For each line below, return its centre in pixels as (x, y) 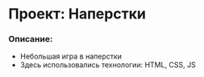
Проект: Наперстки (77, 14)
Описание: (31, 39)
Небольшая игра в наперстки (71, 56)
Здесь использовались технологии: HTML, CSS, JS (108, 65)
